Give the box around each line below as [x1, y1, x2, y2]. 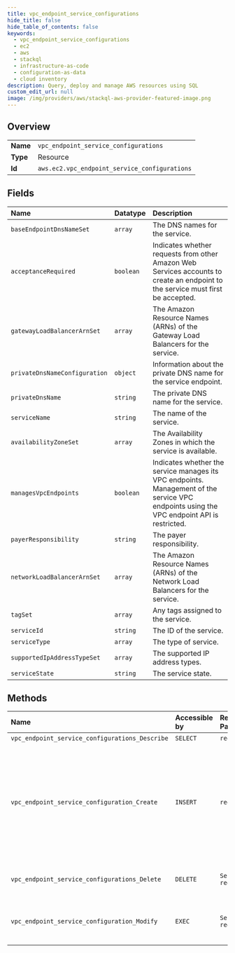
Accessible [175, 713, 213, 722]
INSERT [175, 798, 197, 807]
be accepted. [152, 292, 196, 302]
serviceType [10, 638, 51, 645]
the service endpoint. [152, 376, 222, 386]
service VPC [152, 492, 194, 502]
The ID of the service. [152, 625, 224, 635]
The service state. [152, 669, 212, 678]
